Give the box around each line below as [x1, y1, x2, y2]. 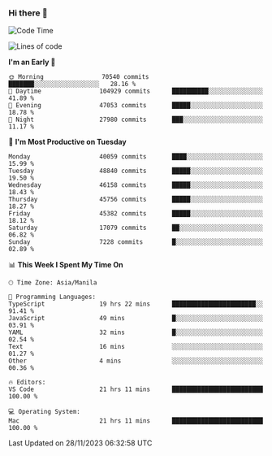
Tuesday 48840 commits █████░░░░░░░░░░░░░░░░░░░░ [8, 167, 264, 176]
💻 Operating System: [8, 408, 81, 416]
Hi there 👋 [8, 7, 49, 19]
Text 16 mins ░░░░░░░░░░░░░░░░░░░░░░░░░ [8, 343, 264, 351]
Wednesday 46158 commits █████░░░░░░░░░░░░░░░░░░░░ [8, 181, 264, 189]
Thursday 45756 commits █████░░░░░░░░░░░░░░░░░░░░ [8, 195, 264, 204]
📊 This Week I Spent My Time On [8, 260, 123, 270]
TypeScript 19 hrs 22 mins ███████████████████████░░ [8, 300, 264, 308]
